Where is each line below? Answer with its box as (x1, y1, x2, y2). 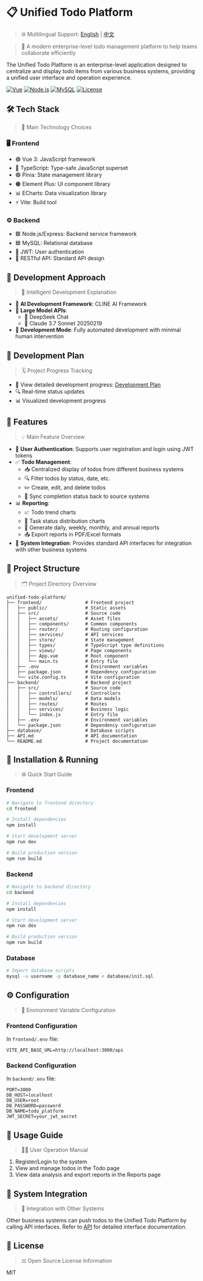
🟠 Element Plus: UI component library (15, 180, 111, 188)
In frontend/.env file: (6, 1035, 59, 1043)
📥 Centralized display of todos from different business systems (24, 465, 184, 473)
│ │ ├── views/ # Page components (6, 647, 132, 653)
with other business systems (15, 545, 87, 553)
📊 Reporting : (15, 499, 50, 506)
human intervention (15, 333, 64, 340)
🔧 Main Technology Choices (21, 123, 92, 130)
